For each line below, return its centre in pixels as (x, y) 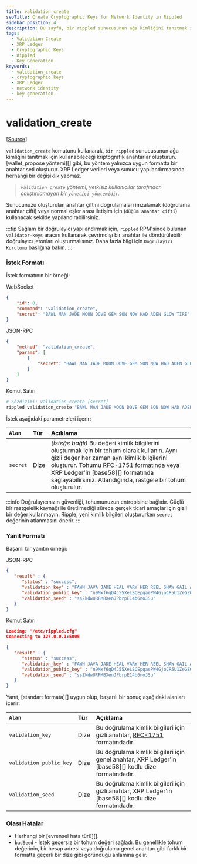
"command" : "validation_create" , (57, 309)
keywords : (18, 66)
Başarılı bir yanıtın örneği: (37, 549)
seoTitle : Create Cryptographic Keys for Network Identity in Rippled (94, 17)
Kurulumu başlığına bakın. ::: (39, 247)
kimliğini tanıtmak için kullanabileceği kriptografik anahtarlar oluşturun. (91, 157)
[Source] (17, 139)
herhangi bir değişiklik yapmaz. (44, 176)
